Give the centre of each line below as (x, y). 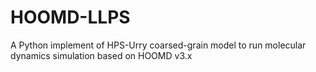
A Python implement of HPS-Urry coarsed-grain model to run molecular (158, 45)
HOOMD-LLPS (70, 17)
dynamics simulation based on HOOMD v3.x (101, 55)
